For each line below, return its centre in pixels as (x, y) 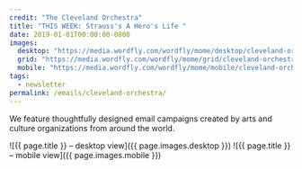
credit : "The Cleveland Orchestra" (76, 18)
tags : (19, 76)
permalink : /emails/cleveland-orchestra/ (88, 93)
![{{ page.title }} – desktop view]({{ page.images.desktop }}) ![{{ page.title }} (150, 146)
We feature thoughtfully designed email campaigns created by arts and (141, 119)
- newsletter (42, 84)
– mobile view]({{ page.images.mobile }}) (85, 155)
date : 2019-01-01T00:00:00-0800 (70, 34)
